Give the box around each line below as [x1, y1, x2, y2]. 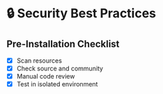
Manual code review [16, 72, 75, 81]
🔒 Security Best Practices [6, 6, 157, 22]
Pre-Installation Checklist [6, 38, 120, 49]
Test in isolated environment [16, 80, 98, 88]
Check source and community [16, 64, 104, 73]
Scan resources [16, 56, 62, 65]
